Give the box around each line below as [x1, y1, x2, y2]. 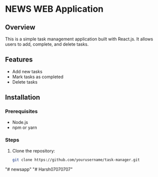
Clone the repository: [12, 147, 55, 153]
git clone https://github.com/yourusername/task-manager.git [12, 157, 140, 162]
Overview [5, 23, 36, 31]
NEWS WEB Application [5, 3, 104, 15]
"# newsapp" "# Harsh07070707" [5, 166, 73, 172]
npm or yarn [12, 124, 37, 130]
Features [5, 56, 33, 64]
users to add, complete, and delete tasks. [5, 41, 89, 47]
